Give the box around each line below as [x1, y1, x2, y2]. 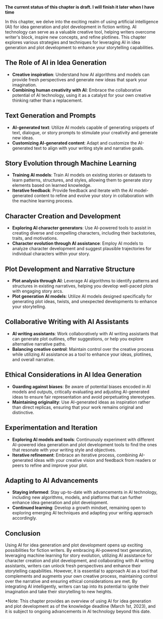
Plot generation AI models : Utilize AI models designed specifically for [12, 293, 152, 299]
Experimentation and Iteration [5, 423, 98, 432]
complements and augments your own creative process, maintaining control [5, 573, 158, 579]
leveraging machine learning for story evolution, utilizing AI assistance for [5, 552, 152, 559]
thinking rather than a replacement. [12, 97, 83, 103]
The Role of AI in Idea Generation [5, 58, 107, 67]
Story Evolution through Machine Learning [5, 159, 137, 167]
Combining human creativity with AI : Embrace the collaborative [12, 87, 142, 93]
